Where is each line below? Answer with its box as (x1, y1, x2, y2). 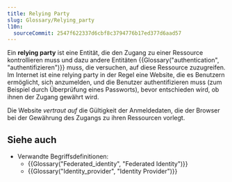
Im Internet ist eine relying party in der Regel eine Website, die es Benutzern (7, 71, 225, 79)
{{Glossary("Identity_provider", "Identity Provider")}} (27, 167, 178, 176)
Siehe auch (7, 133, 57, 146)
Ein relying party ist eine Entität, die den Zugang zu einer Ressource (7, 49, 204, 57)
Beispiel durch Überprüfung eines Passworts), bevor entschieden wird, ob (7, 85, 219, 94)
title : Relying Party (7, 10, 70, 17)
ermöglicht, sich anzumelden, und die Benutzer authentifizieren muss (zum (7, 78, 222, 87)
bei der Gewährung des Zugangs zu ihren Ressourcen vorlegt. (7, 114, 185, 122)
